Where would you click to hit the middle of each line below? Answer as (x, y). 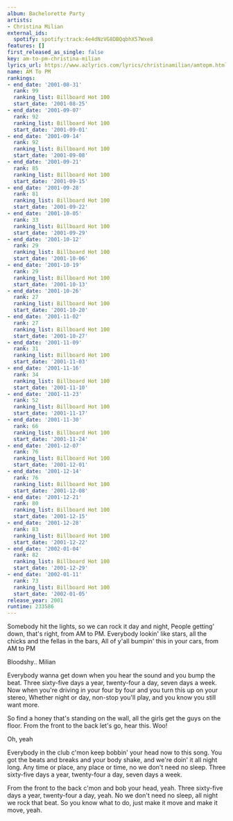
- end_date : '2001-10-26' (44, 291)
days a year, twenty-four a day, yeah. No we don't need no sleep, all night (113, 795)
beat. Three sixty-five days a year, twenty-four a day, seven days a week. (112, 683)
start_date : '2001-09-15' (51, 181)
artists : (20, 20)
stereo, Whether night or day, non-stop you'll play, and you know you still (112, 698)
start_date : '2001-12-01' (51, 465)
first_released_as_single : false (55, 53)
